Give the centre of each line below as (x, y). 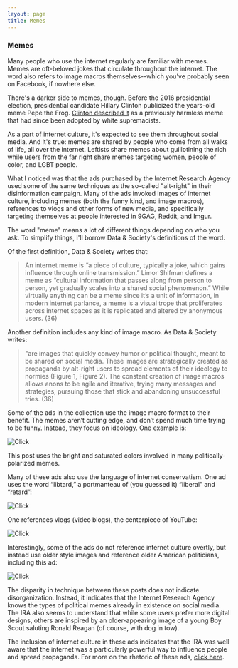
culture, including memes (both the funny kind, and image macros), (106, 201)
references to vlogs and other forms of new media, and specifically (106, 208)
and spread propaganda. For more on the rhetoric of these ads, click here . (116, 657)
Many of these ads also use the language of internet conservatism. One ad (117, 477)
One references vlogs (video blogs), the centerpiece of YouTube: (102, 519)
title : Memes (27, 21)
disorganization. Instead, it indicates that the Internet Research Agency (111, 597)
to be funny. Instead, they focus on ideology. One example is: (97, 428)
